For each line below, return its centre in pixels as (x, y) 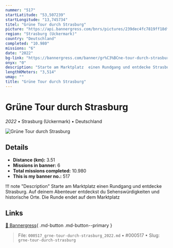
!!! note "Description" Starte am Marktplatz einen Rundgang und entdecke (84, 186)
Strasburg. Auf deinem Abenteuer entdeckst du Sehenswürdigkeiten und (82, 192)
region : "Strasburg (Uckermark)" (41, 34)
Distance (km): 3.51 (34, 160)
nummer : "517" (21, 10)
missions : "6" (21, 48)
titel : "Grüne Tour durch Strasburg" (46, 24)
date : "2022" (19, 53)
